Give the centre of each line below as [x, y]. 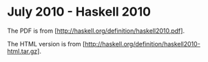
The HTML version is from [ [46, 44]
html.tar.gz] [23, 51]
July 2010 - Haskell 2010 [79, 12]
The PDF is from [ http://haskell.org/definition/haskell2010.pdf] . [96, 31]
